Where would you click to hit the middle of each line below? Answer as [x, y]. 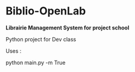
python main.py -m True [36, 62]
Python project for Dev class [41, 39]
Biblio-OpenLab [46, 11]
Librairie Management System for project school [67, 28]
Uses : [14, 51]
